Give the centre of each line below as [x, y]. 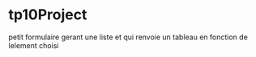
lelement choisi [34, 45]
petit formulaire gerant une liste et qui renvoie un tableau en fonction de [128, 37]
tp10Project [48, 15]
